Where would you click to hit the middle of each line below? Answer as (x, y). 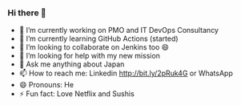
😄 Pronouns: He (46, 85)
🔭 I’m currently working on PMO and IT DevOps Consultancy (119, 30)
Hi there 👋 (27, 13)
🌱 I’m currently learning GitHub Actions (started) (98, 38)
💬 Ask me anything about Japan (72, 64)
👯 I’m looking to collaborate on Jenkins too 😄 (94, 47)
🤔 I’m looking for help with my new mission (90, 56)
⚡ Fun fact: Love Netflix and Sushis (77, 94)
